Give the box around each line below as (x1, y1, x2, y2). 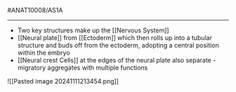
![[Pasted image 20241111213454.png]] (7, 77, 119, 85)
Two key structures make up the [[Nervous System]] (17, 26, 170, 34)
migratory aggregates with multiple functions (17, 63, 148, 72)
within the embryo (17, 48, 70, 57)
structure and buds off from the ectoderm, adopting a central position (17, 41, 219, 49)
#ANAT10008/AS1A (7, 6, 63, 14)
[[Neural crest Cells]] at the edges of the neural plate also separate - (17, 56, 216, 64)
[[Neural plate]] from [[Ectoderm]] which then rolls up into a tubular (17, 34, 213, 41)
